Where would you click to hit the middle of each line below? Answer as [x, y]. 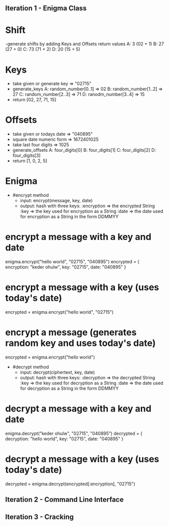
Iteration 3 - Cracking [40, 517]
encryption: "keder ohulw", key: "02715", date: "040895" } [66, 267]
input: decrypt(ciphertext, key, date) [57, 372]
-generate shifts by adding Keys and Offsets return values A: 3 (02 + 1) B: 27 [84, 44]
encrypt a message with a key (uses [82, 287]
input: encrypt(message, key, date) [56, 201]
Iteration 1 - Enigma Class [46, 8]
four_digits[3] [26, 155]
